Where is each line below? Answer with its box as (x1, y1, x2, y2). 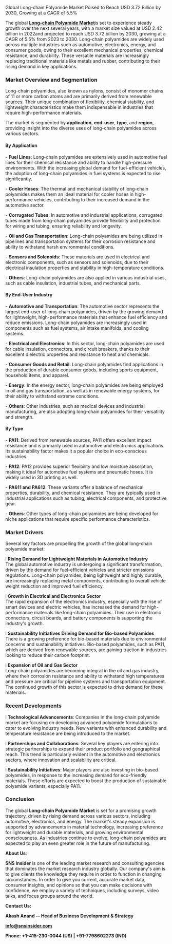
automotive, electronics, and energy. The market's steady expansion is (5, 818, 155, 824)
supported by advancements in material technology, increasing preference (5, 824, 163, 830)
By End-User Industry (5, 292, 53, 298)
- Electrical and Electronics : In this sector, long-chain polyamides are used (5, 340, 165, 346)
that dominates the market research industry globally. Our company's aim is (5, 865, 166, 872)
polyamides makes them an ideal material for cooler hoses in (5, 191, 134, 197)
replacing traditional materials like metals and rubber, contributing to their (5, 58, 161, 64)
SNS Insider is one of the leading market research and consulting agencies (5, 860, 164, 866)
